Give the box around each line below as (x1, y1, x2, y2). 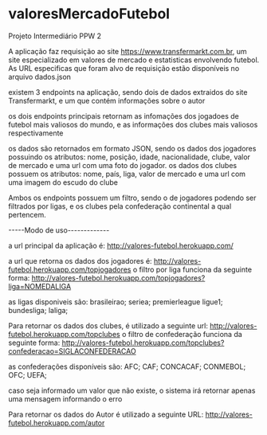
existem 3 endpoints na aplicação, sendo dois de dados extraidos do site (8, 87, 248, 96)
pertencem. (8, 210, 46, 219)
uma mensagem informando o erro (8, 394, 123, 403)
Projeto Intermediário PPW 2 (8, 31, 102, 41)
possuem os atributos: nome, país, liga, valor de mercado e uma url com (8, 169, 245, 178)
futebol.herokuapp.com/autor (8, 417, 105, 427)
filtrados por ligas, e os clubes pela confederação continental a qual (8, 201, 232, 211)
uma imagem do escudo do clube (8, 177, 118, 187)
